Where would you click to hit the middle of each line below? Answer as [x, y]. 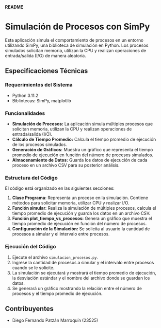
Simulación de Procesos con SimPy [78, 27]
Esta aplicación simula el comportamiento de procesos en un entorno [74, 40]
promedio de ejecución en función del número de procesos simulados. [83, 155]
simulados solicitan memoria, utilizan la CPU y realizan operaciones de [76, 50]
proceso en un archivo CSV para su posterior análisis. [66, 165]
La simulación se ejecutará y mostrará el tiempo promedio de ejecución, [84, 273]
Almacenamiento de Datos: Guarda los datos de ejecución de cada [80, 160]
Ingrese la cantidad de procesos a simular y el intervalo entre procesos [83, 262]
